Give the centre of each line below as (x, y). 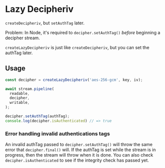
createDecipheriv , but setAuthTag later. (45, 23)
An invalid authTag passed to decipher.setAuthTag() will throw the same (79, 145)
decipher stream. (23, 38)
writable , (20, 103)
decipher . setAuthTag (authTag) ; (37, 116)
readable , (20, 93)
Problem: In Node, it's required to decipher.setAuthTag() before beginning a (83, 32)
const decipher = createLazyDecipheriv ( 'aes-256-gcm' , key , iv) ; (74, 80)
